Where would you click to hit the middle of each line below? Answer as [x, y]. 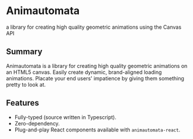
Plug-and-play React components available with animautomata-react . [97, 130]
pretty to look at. [26, 84]
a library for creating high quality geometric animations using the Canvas [94, 27]
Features [23, 103]
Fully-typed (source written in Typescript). [66, 117]
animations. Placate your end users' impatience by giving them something [95, 78]
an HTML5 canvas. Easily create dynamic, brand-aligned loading [84, 72]
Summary [24, 52]
